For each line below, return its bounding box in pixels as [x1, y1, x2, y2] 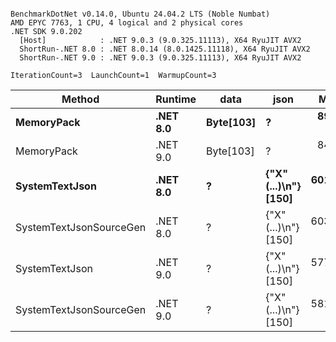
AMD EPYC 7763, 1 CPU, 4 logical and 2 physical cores [10, 18, 244, 28]
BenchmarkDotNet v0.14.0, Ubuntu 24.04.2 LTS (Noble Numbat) [10, 9, 271, 19]
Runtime [155, 92, 197, 106]
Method [61, 92, 100, 106]
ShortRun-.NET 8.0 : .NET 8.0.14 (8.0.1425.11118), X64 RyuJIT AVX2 [19, 44, 311, 54]
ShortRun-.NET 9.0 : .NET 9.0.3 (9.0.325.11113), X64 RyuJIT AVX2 [19, 53, 302, 63]
